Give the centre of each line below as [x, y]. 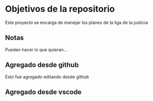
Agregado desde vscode [43, 92]
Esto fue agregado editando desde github [47, 77]
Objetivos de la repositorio [60, 9]
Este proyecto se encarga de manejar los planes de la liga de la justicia [76, 22]
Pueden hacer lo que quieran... [36, 49]
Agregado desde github [42, 65]
